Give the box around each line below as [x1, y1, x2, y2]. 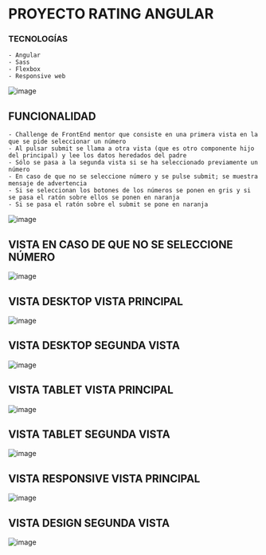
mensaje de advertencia [8, 180, 88, 188]
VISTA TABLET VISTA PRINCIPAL [8, 383, 174, 397]
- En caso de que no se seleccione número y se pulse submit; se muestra [8, 172, 259, 180]
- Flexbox [8, 65, 41, 73]
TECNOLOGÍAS [8, 34, 68, 45]
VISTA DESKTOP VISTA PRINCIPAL [8, 295, 183, 308]
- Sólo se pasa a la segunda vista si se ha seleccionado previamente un [8, 159, 259, 167]
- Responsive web [8, 73, 66, 81]
